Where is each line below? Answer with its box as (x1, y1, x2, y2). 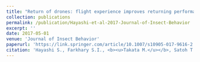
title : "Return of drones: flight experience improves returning (6, 8, 171, 15)
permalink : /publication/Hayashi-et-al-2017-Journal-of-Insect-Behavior (6, 19, 190, 25)
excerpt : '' (6, 25, 36, 31)
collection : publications (6, 14, 70, 20)
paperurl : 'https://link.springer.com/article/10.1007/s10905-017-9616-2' (6, 42, 196, 48)
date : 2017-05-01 (6, 31, 49, 37)
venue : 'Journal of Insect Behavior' (6, 36, 100, 42)
